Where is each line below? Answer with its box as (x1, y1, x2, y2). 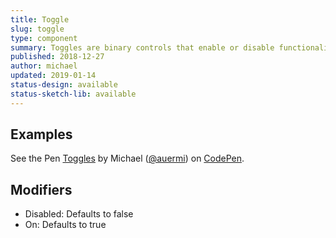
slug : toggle (10, 24, 65, 34)
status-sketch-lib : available (10, 89, 137, 99)
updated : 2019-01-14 (10, 71, 97, 81)
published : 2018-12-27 (10, 52, 105, 62)
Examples (10, 126, 73, 143)
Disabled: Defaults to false (24, 208, 134, 220)
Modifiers (10, 181, 73, 198)
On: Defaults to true (24, 219, 107, 231)
